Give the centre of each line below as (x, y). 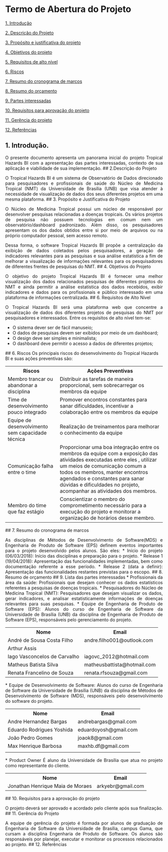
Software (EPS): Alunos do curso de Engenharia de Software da (84, 609)
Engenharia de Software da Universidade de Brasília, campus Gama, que (84, 828)
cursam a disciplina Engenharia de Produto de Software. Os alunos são (84, 833)
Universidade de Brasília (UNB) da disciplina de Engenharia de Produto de (84, 614)
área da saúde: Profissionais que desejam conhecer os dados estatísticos (84, 582)
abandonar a (22, 385)
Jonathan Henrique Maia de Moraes (50, 786)
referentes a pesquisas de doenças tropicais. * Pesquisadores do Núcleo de (84, 588)
